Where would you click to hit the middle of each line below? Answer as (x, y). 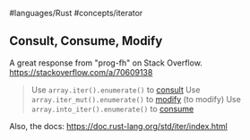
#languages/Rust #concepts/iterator (76, 13)
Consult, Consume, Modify (86, 41)
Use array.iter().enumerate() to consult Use (116, 90)
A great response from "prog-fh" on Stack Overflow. (106, 63)
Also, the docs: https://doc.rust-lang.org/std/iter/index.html (119, 126)
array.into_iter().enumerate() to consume (112, 109)
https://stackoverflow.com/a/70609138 (81, 72)
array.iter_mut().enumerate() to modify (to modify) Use (136, 99)
